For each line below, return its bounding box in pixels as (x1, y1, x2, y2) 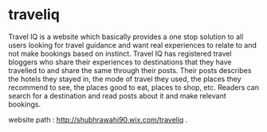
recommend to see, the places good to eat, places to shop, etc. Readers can (8, 82, 259, 92)
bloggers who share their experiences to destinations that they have (8, 57, 233, 67)
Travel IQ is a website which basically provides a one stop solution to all (8, 32, 244, 41)
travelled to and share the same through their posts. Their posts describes (8, 65, 252, 75)
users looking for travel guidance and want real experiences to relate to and (8, 40, 257, 49)
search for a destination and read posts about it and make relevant (8, 91, 227, 100)
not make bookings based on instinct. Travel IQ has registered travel (8, 49, 233, 58)
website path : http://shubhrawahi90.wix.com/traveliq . (8, 115, 188, 124)
